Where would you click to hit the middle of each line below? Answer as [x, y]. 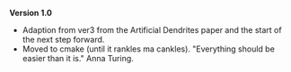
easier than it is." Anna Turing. [78, 58]
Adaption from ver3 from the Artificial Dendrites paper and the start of [152, 30]
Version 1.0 [31, 13]
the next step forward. [63, 40]
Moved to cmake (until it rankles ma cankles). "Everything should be [149, 49]
